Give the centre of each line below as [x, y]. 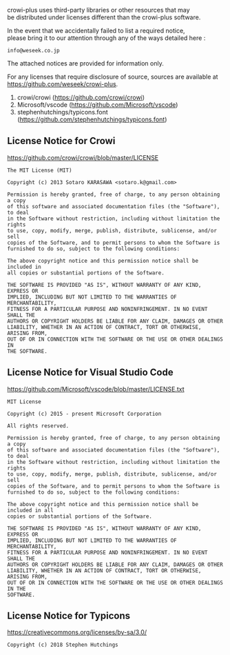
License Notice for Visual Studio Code [90, 373]
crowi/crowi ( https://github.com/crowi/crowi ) [81, 97]
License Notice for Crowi [61, 141]
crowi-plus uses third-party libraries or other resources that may [99, 10]
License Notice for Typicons [69, 616]
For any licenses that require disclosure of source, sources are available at [113, 77]
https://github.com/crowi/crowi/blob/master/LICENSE [83, 157]
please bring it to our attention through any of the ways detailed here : [106, 38]
